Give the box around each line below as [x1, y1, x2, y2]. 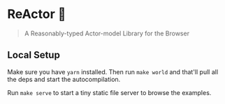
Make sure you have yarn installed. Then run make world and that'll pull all [7, 67, 219, 76]
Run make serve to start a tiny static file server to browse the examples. [7, 88, 212, 96]
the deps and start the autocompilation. [7, 75, 121, 83]
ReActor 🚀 [7, 6, 66, 22]
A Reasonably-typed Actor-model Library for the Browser [24, 29, 190, 37]
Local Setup [7, 49, 61, 61]
